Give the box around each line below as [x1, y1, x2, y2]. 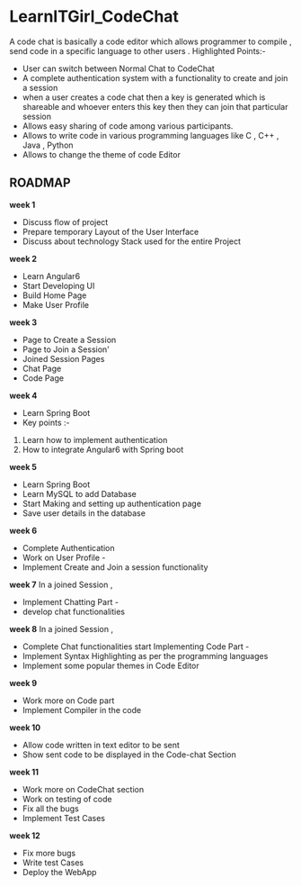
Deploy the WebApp [22, 866, 97, 877]
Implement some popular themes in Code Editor [22, 660, 199, 671]
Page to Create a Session [22, 334, 117, 345]
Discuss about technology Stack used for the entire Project [22, 236, 241, 247]
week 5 [9, 461, 38, 472]
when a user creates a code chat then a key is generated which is [22, 92, 266, 103]
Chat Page [22, 363, 62, 374]
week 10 [9, 722, 41, 733]
